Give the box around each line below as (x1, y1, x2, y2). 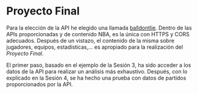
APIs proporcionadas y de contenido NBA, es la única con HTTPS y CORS (6, 30, 190, 37)
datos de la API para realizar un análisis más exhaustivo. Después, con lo (6, 67, 188, 75)
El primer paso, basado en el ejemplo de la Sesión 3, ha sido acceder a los (6, 61, 191, 69)
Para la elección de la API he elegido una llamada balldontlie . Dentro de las (6, 24, 192, 31)
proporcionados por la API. (6, 80, 73, 88)
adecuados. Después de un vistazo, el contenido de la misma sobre (6, 37, 175, 44)
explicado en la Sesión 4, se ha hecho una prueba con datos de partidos (6, 74, 187, 81)
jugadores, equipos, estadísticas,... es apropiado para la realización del (6, 43, 183, 51)
